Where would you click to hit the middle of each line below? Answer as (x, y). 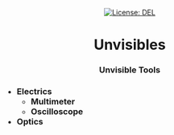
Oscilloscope (57, 112)
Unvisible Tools (130, 70)
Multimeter (53, 102)
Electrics (34, 92)
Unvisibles (130, 45)
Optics (30, 122)
